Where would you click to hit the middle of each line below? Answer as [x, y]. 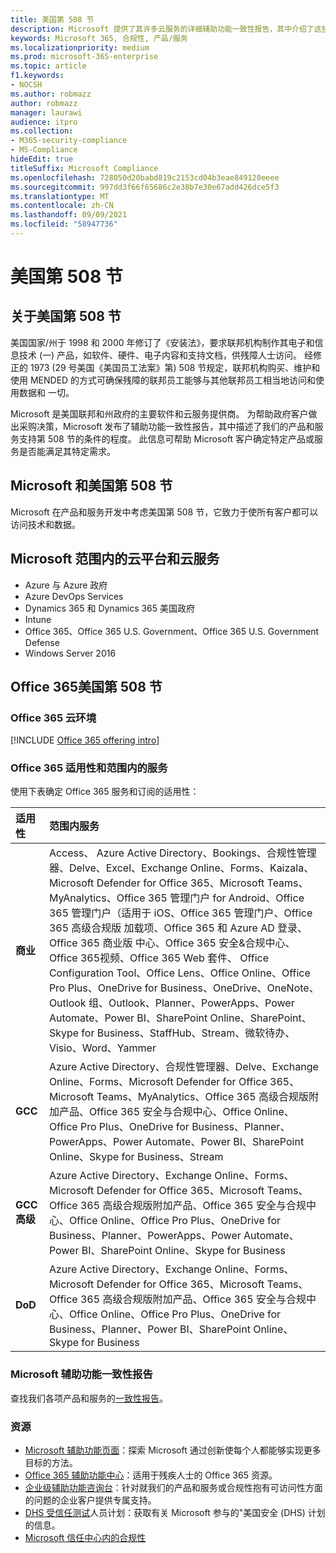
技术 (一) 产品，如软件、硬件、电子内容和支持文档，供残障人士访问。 [160, 355]
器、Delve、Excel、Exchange [118, 868]
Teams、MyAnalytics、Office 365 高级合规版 [202, 1097]
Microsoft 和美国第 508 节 [91, 486]
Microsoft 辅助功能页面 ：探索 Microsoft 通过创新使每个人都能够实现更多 [173, 1450]
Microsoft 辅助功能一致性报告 [81, 1374]
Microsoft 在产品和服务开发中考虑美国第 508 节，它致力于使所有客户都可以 [164, 512]
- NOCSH [26, 85]
